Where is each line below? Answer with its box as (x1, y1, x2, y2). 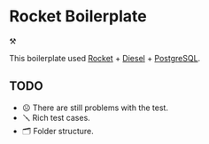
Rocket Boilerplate (9, 6, 148, 27)
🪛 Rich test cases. (21, 112, 90, 123)
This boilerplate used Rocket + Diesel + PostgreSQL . (9, 52, 201, 63)
